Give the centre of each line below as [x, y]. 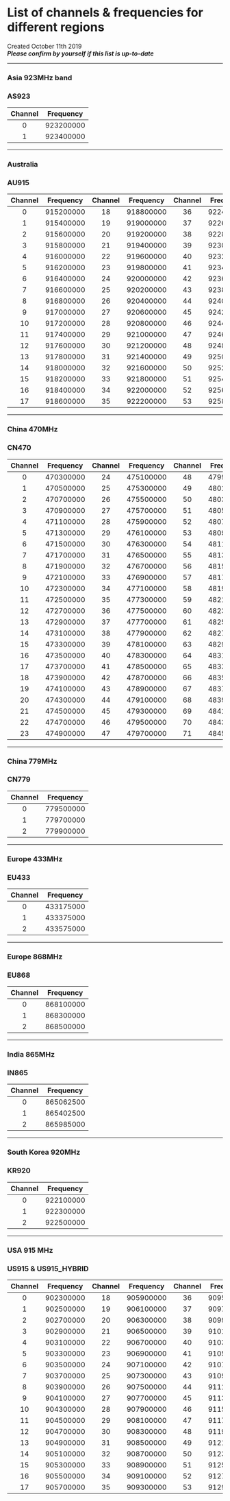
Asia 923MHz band [40, 77]
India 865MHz [31, 1055]
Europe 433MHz [35, 858]
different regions [56, 27]
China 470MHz [33, 429]
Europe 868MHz [35, 957]
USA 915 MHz [30, 1250]
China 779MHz [32, 761]
